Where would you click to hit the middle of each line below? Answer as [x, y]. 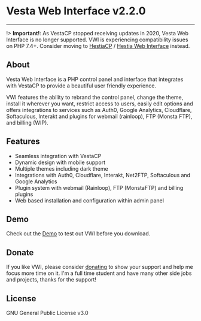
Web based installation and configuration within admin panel [89, 200]
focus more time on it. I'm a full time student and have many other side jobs [99, 273]
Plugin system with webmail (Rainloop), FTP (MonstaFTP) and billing [99, 187]
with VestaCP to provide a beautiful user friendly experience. [81, 86]
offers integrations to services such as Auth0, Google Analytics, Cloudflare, [99, 110]
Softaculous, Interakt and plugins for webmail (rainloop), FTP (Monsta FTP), [99, 116]
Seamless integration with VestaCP [58, 156]
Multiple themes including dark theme [62, 168]
